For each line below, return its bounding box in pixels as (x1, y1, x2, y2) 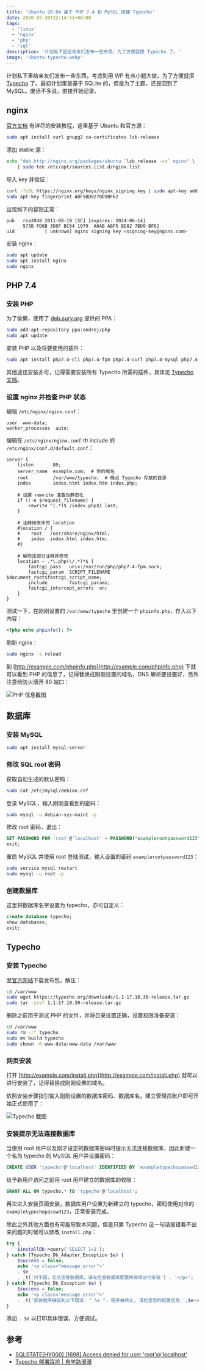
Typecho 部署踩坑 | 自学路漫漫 (15, 1358, 92, 1366)
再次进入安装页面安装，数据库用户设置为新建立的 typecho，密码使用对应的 (6, 1200, 195, 1207)
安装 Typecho (6, 961, 48, 970)
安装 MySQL (6, 731, 43, 739)
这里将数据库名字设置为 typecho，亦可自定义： (6, 902, 125, 909)
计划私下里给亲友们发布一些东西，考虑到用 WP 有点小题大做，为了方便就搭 (6, 71, 195, 79)
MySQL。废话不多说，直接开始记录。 (6, 87, 100, 95)
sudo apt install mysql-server (6, 745, 86, 751)
